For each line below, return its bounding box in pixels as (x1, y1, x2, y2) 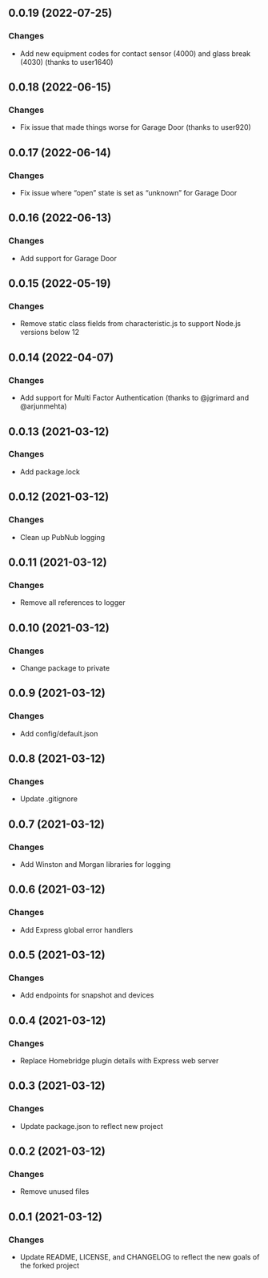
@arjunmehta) (19, 401, 67, 411)
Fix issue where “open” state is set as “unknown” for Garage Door (19, 188, 238, 198)
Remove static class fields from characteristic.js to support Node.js (19, 319, 242, 329)
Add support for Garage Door (19, 253, 118, 263)
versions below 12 (19, 328, 80, 337)
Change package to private (19, 663, 110, 672)
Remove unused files (19, 1187, 90, 1196)
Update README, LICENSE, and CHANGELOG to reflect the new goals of (19, 1252, 260, 1262)
